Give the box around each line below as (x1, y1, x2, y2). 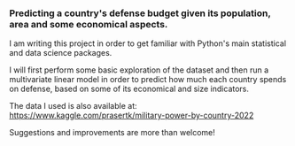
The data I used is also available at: (9, 101, 137, 111)
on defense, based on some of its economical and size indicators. (9, 83, 250, 95)
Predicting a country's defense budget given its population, (9, 7, 271, 19)
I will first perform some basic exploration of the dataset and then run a (9, 65, 269, 75)
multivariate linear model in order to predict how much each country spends (9, 74, 287, 85)
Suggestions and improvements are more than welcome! (9, 127, 215, 138)
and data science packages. (9, 48, 113, 58)
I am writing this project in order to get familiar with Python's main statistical (9, 38, 286, 49)
